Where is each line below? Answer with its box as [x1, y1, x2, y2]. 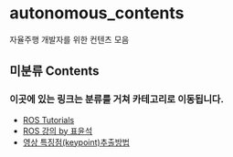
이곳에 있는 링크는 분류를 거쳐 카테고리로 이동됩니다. [9, 93, 224, 106]
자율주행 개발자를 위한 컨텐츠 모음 [9, 34, 130, 45]
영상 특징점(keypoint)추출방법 [22, 136, 131, 148]
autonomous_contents [9, 3, 185, 24]
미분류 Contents [9, 63, 100, 79]
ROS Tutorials [22, 114, 75, 125]
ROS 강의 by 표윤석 [22, 125, 93, 136]
